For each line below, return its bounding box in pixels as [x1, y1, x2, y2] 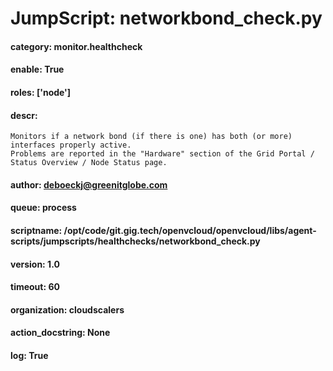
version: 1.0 [10, 258, 60, 270]
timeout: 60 [10, 281, 60, 293]
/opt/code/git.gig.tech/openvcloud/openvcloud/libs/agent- [63, 224, 317, 236]
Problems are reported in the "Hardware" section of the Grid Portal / [10, 149, 315, 159]
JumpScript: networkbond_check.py [10, 7, 323, 30]
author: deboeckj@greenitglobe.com [10, 178, 168, 191]
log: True [10, 349, 49, 361]
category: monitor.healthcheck [10, 40, 143, 52]
